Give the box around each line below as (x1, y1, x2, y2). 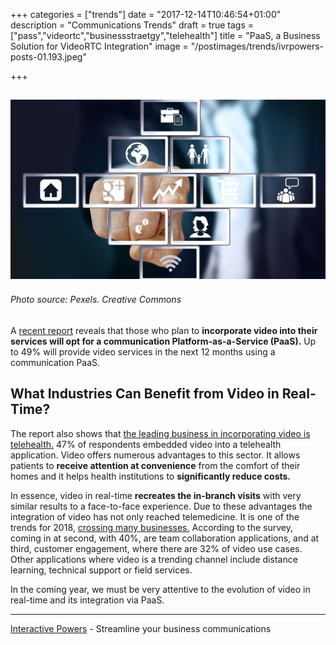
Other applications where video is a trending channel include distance (10, 553, 298, 565)
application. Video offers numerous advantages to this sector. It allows (10, 449, 301, 461)
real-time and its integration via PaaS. (10, 594, 165, 606)
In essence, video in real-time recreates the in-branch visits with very (10, 489, 302, 501)
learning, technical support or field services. (10, 564, 193, 576)
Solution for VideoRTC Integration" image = (10, 40, 189, 52)
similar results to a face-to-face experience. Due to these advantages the (10, 500, 313, 512)
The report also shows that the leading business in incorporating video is (10, 427, 311, 439)
